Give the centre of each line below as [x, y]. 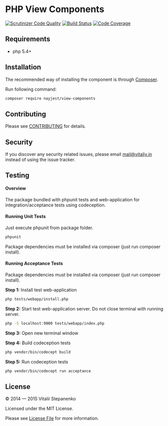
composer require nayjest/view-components [50, 98]
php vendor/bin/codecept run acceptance [48, 371]
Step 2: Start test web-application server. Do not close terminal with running [84, 308]
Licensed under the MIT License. [39, 409]
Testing [17, 175]
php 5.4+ [22, 51]
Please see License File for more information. [52, 418]
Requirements [28, 39]
